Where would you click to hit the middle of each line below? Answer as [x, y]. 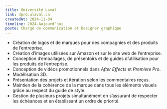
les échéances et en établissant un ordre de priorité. [66, 101]
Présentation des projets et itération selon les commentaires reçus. [81, 80]
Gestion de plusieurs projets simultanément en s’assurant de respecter [85, 96]
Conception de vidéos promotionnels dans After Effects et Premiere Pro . [86, 69]
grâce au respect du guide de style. [49, 90]
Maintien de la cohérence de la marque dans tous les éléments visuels [84, 85]
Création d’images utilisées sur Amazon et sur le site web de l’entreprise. [87, 53]
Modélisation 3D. [30, 74]
